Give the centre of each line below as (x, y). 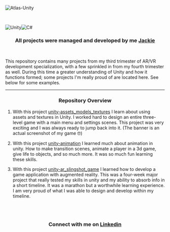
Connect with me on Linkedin (85, 224)
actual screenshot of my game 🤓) (47, 133)
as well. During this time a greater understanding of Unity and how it (76, 72)
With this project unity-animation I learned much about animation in (83, 143)
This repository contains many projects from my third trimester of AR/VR (80, 61)
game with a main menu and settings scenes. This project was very (94, 122)
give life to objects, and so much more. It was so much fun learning (82, 154)
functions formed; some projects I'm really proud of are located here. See (82, 77)
